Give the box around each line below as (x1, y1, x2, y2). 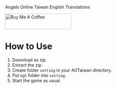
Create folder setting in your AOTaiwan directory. (12, 67, 112, 73)
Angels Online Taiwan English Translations (5, 4, 90, 10)
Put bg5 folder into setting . (12, 72, 67, 78)
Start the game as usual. (12, 77, 61, 83)
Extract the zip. (12, 62, 43, 68)
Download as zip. (12, 57, 47, 63)
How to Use (5, 41, 53, 52)
